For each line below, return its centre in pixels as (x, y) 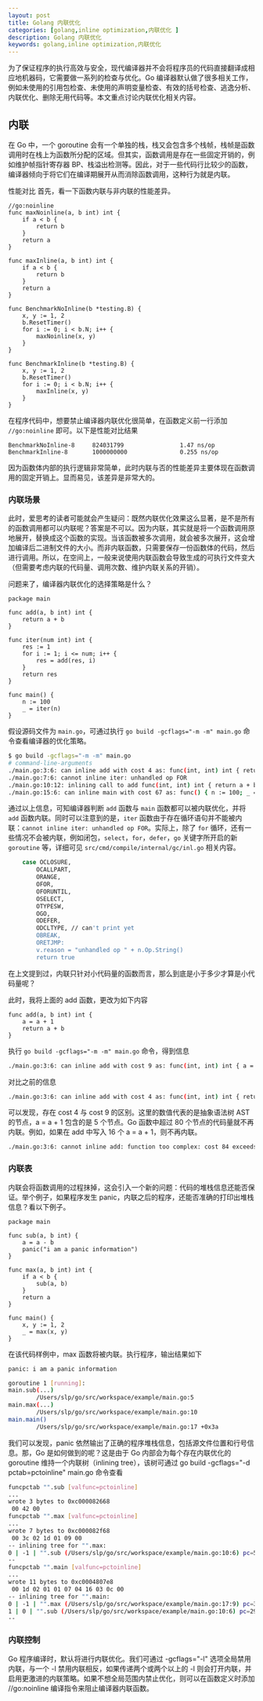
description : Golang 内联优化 (55, 37)
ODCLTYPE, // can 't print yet (85, 928)
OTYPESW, (50, 906)
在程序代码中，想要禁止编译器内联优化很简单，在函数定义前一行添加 (118, 420)
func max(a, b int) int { (50, 1270)
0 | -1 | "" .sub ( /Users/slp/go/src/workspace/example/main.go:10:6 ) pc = (131, 1553)
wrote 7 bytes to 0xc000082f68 (59, 1531)
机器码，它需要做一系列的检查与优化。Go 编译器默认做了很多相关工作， (137, 78)
